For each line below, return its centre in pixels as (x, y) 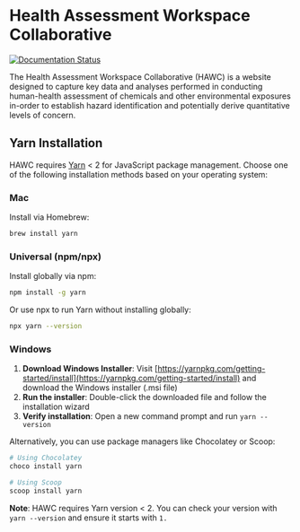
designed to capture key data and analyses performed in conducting (136, 86)
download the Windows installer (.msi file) (100, 388)
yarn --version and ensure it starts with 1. (88, 518)
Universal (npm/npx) (55, 257)
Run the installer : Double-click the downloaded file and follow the (144, 397)
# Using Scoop (36, 483)
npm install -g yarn (48, 292)
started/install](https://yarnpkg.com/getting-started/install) (131, 379)
